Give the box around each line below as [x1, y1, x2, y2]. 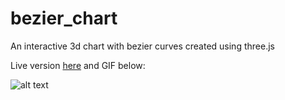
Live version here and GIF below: [10, 59, 146, 71]
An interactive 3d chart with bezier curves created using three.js [10, 40, 275, 52]
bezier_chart [10, 7, 118, 30]
